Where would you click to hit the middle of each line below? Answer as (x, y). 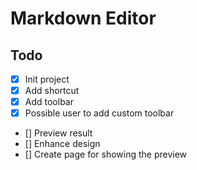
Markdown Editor (83, 18)
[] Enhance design (62, 144)
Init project (47, 79)
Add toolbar (49, 102)
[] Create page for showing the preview (106, 154)
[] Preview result (58, 133)
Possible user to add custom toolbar (99, 113)
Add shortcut (52, 91)
